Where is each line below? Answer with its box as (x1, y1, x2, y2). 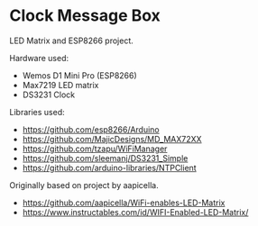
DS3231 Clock (22, 89, 76, 100)
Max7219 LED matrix (22, 79, 99, 90)
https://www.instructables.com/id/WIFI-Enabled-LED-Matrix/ (22, 206, 249, 217)
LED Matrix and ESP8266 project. (9, 35, 134, 46)
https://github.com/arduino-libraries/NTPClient (22, 162, 197, 173)
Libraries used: (9, 106, 65, 117)
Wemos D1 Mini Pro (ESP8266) (22, 69, 137, 81)
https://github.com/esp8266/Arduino (22, 123, 160, 135)
